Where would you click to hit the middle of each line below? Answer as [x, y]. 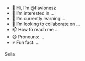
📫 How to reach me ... [35, 29]
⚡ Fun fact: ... [26, 42]
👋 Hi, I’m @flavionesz [34, 8]
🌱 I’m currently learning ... [39, 18]
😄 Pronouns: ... [28, 37]
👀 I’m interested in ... [33, 13]
